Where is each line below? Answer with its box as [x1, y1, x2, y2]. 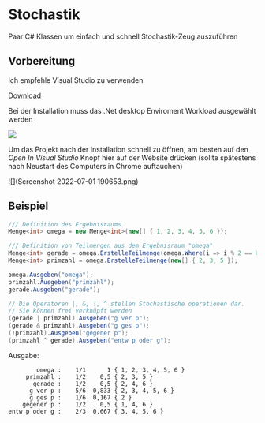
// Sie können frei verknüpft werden [8, 307, 132, 315]
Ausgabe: [8, 350, 39, 360]
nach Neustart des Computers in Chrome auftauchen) [8, 161, 183, 170]
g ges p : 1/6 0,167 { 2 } [28, 393, 132, 402]
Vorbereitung [8, 54, 76, 68]
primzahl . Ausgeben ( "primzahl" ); [8, 278, 114, 286]
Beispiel [8, 200, 49, 213]
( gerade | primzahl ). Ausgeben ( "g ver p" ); [8, 314, 150, 323]
